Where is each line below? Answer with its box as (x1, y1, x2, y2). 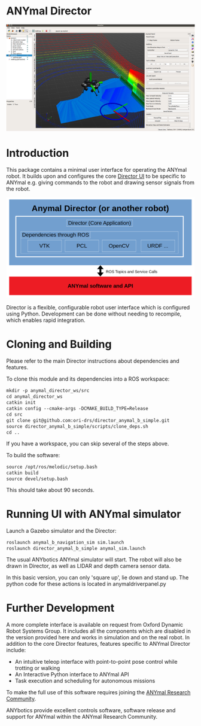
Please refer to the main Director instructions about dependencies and (6, 357, 179, 364)
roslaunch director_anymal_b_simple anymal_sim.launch (6, 545, 146, 551)
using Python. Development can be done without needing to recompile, (6, 310, 182, 318)
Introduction (6, 147, 69, 160)
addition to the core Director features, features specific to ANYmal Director (6, 640, 190, 647)
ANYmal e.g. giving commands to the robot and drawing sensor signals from (6, 178, 194, 186)
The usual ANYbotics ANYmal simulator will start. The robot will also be (6, 555, 182, 563)
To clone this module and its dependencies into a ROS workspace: (6, 375, 170, 382)
